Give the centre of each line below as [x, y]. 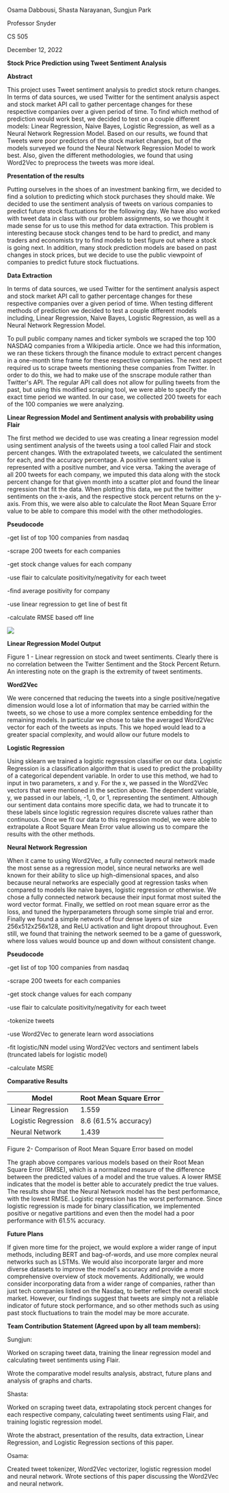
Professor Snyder [32, 23]
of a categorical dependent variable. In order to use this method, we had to [113, 776]
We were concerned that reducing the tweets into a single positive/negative [113, 698]
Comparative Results [38, 1081]
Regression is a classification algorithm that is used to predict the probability [115, 768]
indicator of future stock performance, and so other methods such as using [113, 1306]
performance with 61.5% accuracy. [56, 1220]
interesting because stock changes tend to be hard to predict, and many [109, 233]
